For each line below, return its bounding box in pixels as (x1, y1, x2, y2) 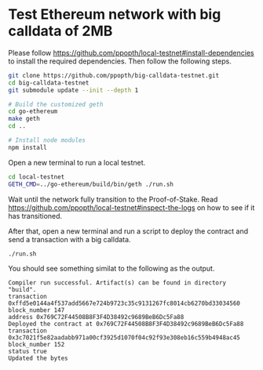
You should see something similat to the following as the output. (8, 263, 215, 273)
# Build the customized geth (8, 100, 104, 108)
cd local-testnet (8, 172, 65, 181)
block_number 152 (8, 340, 65, 348)
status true (8, 347, 47, 355)
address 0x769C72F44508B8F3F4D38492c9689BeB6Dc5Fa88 (8, 313, 184, 321)
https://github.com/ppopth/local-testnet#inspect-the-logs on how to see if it (8, 202, 255, 212)
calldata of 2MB (8, 22, 113, 40)
